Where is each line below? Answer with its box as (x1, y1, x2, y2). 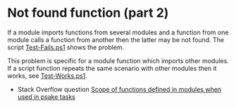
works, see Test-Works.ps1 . (7, 72, 88, 80)
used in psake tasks (17, 93, 76, 101)
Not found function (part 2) (7, 5, 169, 21)
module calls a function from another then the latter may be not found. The (7, 35, 224, 43)
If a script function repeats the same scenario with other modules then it (7, 64, 217, 72)
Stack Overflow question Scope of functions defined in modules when (17, 85, 222, 93)
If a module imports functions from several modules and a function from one (7, 28, 229, 36)
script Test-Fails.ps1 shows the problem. (7, 43, 125, 51)
